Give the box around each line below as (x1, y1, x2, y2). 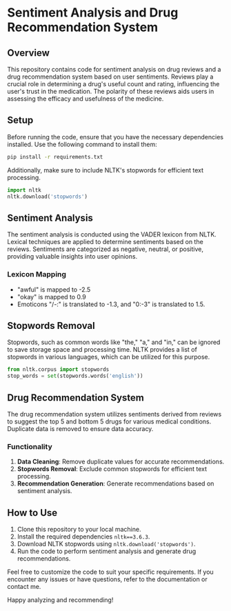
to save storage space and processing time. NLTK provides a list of (7, 345, 198, 354)
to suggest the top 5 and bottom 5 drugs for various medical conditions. (7, 417, 212, 425)
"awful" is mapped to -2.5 (17, 285, 91, 294)
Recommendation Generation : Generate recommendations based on (17, 479, 214, 488)
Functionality (7, 441, 53, 451)
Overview (7, 47, 50, 59)
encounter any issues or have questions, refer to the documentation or (7, 575, 208, 583)
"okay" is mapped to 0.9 (17, 292, 86, 301)
